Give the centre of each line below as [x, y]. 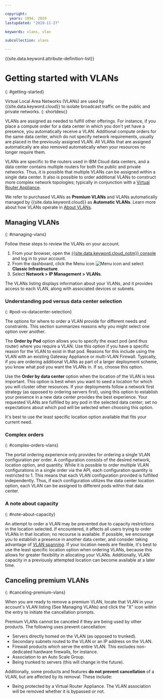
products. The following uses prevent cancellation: [56, 626]
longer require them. [26, 152]
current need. [19, 422]
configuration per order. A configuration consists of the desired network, [78, 460]
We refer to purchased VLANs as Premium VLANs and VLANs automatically [81, 197]
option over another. [25, 331]
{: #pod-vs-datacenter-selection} [38, 312]
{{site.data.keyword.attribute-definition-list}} [50, 58]
